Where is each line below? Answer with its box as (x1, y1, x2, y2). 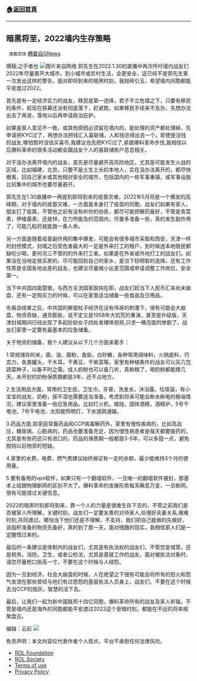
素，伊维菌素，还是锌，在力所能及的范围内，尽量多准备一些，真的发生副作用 (6, 216, 191, 223)
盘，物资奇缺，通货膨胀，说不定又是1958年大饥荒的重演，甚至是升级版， (6, 311, 182, 318)
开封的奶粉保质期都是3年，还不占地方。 (21, 373, 117, 380)
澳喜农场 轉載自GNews (8, 50, 61, 57)
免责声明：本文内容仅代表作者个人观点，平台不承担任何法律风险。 (6, 638, 165, 645)
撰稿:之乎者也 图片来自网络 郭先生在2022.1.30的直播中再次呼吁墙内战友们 (6, 63, 189, 70)
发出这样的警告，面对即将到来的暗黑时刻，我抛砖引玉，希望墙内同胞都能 (16, 78, 191, 85)
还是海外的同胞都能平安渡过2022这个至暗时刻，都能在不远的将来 (26, 605, 184, 612)
